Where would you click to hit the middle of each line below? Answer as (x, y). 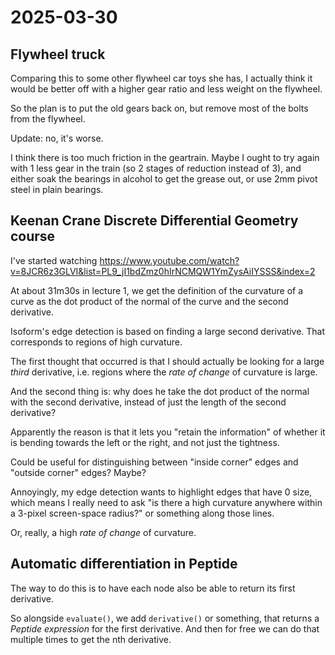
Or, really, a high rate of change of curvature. (103, 532)
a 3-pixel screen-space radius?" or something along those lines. (142, 513)
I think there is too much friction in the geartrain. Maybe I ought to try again (165, 157)
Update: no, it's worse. (57, 138)
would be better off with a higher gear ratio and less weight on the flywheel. (166, 89)
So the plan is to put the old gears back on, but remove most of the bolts (159, 108)
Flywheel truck (58, 54)
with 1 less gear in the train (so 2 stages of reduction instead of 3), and (156, 168)
